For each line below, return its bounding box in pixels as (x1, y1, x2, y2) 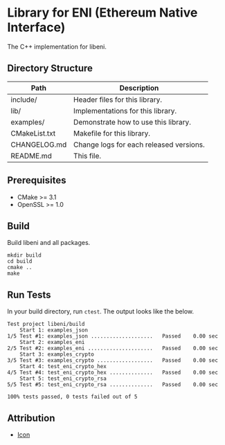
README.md (10, 151, 52, 161)
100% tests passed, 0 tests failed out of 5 (7, 393, 138, 401)
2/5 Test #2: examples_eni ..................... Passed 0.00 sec (7, 345, 218, 352)
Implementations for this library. (73, 106, 177, 116)
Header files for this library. (73, 95, 163, 105)
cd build (7, 258, 33, 265)
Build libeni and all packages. (7, 239, 91, 247)
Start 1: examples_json (19, 327, 89, 334)
